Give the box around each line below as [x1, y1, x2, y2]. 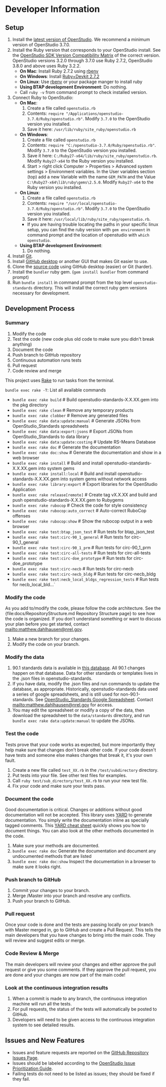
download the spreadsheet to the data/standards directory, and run [12, 713, 150, 719]
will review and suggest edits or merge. [5, 937, 86, 943]
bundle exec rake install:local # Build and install [12, 470, 117, 476]
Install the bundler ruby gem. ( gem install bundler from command [12, 269, 149, 274]
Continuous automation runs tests [12, 357, 82, 363]
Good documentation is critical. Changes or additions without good [5, 807, 142, 813]
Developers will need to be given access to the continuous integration [12, 1017, 155, 1023]
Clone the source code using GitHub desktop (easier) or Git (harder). [12, 264, 153, 270]
